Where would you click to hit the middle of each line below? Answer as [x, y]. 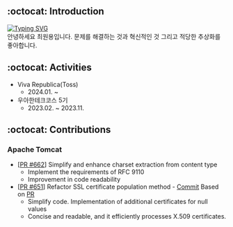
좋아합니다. [22, 45]
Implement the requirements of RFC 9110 [86, 172]
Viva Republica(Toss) [48, 84]
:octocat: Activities [49, 68]
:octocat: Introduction [56, 11]
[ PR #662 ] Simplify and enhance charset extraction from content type [117, 165]
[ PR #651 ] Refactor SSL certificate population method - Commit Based [118, 187]
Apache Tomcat [35, 149]
